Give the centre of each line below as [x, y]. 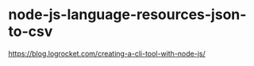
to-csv [31, 31]
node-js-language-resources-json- [127, 15]
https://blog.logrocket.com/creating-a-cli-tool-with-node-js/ [107, 53]
